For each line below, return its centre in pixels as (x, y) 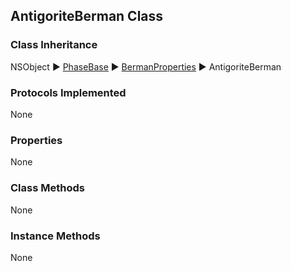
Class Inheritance (54, 45)
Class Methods (47, 188)
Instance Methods (55, 236)
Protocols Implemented (68, 92)
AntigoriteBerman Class (87, 16)
